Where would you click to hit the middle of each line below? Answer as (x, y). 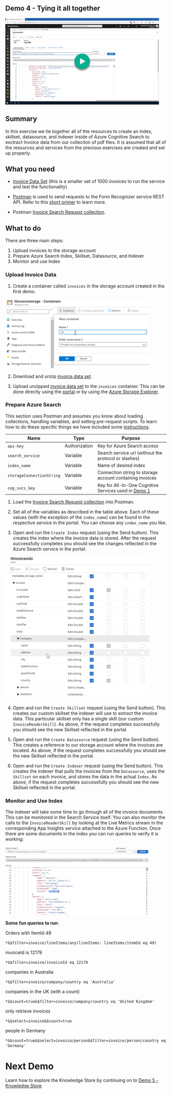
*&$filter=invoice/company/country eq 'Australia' (60, 982)
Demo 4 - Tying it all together (53, 8)
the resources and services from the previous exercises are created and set (85, 148)
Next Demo (29, 1066)
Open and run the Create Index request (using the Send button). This (85, 533)
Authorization (79, 446)
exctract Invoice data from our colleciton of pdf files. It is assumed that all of (86, 142)
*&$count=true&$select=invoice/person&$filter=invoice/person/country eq (86, 1041)
